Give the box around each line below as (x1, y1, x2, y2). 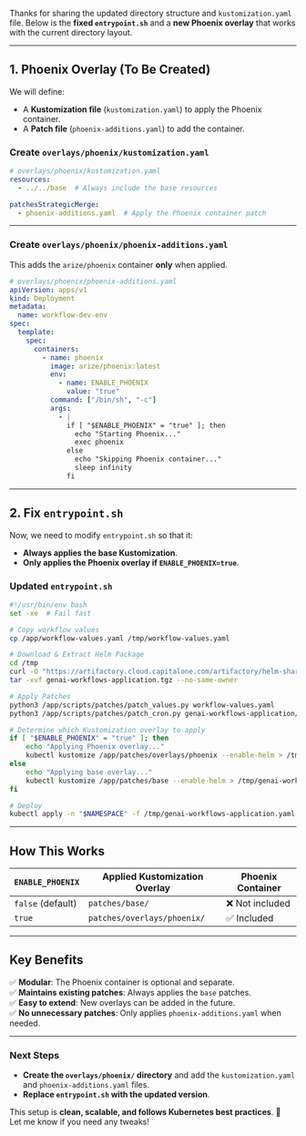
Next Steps (9, 1049, 60, 1061)
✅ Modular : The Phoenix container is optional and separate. (9, 977, 235, 988)
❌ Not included (226, 897, 291, 910)
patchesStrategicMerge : (9, 200, 100, 209)
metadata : (9, 302, 47, 312)
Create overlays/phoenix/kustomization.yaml (9, 146, 209, 159)
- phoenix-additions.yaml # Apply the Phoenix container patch (17, 209, 267, 218)
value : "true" (66, 387, 120, 396)
